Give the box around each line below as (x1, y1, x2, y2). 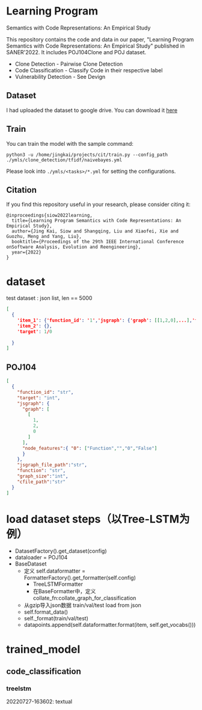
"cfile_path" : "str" (17, 479, 66, 485)
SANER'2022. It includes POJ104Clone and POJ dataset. (6, 48, 147, 55)
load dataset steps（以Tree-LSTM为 (6, 512, 191, 526)
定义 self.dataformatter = (23, 567, 86, 575)
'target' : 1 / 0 (17, 328, 52, 335)
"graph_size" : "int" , (17, 473, 69, 479)
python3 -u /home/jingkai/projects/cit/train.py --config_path (6, 152, 168, 158)
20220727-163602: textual (6, 698, 73, 705)
